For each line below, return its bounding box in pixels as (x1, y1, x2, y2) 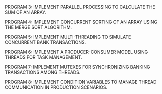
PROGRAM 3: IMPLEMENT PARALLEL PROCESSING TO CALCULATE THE (5, 4, 156, 10)
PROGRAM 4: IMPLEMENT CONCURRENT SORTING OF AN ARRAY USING (5, 19, 158, 25)
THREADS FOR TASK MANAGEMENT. (5, 54, 82, 60)
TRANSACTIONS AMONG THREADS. (5, 69, 81, 75)
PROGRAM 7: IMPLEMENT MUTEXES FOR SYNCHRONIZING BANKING (5, 64, 151, 70)
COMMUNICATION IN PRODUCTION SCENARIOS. (5, 84, 108, 90)
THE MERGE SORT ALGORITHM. (5, 24, 72, 30)
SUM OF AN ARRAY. (5, 9, 47, 15)
